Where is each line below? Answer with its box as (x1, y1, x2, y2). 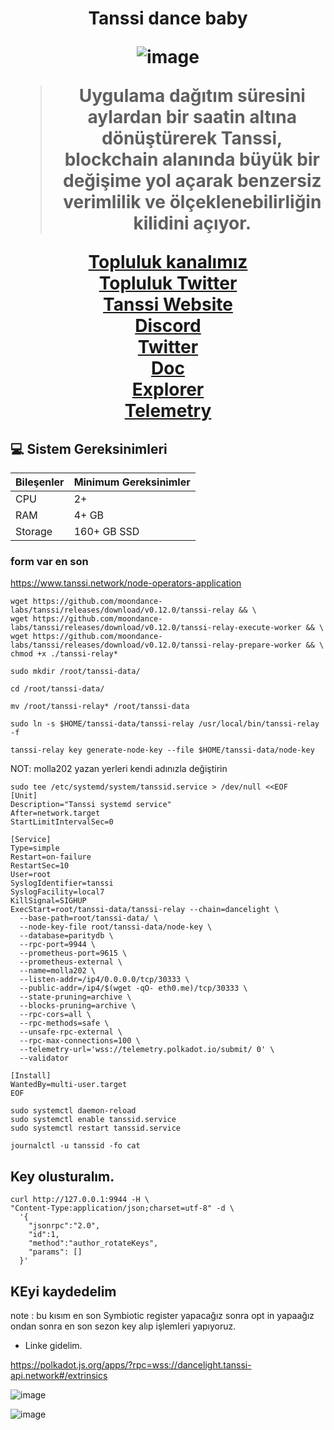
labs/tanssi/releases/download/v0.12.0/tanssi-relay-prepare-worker (10, 640, 302, 651)
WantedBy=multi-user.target (10, 1080, 128, 1090)
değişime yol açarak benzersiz (63, 170, 322, 192)
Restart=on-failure (10, 852, 92, 862)
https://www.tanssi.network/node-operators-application (10, 577, 242, 589)
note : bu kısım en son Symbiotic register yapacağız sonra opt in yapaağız (10, 1309, 315, 1321)
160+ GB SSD (73, 525, 140, 538)
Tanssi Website (103, 293, 233, 316)
